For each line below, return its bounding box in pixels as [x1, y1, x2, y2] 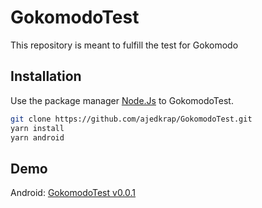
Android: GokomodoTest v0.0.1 [10, 187, 137, 199]
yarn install [10, 123, 65, 133]
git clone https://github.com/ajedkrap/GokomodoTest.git [10, 114, 253, 124]
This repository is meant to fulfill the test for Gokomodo [10, 39, 239, 51]
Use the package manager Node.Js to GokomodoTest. [10, 94, 234, 106]
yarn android [10, 132, 65, 143]
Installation [10, 68, 82, 85]
